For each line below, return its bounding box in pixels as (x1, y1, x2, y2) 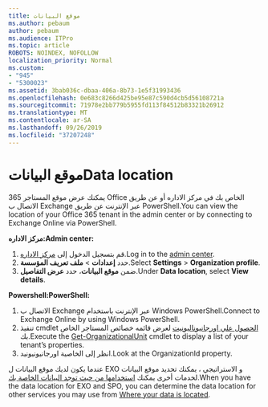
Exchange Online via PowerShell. (8, 218, 117, 227)
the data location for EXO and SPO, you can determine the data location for (8, 381, 257, 390)
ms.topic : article (8, 42, 70, 50)
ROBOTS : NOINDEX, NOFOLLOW (8, 49, 99, 57)
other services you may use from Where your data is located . (8, 389, 211, 399)
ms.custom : (8, 64, 45, 72)
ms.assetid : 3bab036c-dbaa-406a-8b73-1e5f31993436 (8, 86, 181, 95)
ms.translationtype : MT (8, 109, 88, 117)
